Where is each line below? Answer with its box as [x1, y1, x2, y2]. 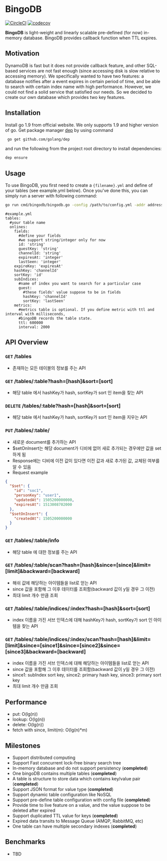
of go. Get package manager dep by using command [5, 127, 113, 133]
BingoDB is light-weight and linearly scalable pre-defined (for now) [5, 29, 143, 35]
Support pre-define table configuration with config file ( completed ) [12, 797, 151, 803]
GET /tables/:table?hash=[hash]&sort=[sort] [5, 378, 113, 384]
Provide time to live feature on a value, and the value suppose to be [12, 802, 151, 808]
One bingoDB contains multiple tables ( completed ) [12, 770, 117, 776]
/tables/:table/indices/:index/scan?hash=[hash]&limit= [14, 636, 151, 643]
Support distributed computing [12, 755, 76, 761]
